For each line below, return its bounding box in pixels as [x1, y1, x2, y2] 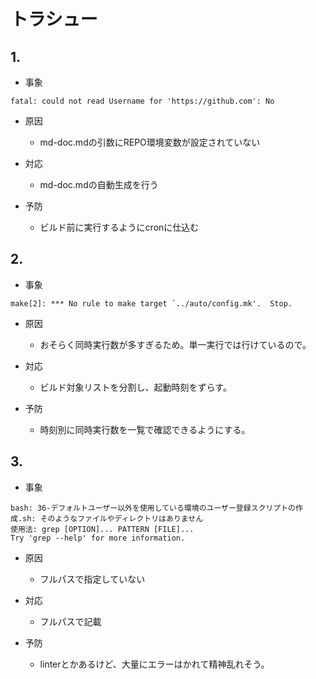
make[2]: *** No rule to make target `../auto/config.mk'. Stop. [10, 298, 293, 309]
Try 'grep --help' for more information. [10, 533, 186, 543]
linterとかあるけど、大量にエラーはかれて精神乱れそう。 [39, 658, 270, 670]
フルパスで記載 [39, 615, 102, 627]
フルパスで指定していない [39, 573, 146, 585]
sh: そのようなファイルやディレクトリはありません [22, 513, 204, 524]
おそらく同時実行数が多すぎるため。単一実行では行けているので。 [39, 338, 312, 350]
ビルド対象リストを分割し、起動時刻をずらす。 [39, 381, 232, 393]
